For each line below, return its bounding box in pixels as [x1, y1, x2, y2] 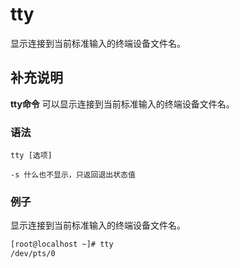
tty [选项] [10, 151, 53, 161]
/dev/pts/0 [10, 249, 56, 259]
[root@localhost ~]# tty [10, 239, 114, 250]
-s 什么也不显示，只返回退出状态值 [10, 170, 136, 180]
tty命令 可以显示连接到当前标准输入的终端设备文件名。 [10, 98, 235, 110]
